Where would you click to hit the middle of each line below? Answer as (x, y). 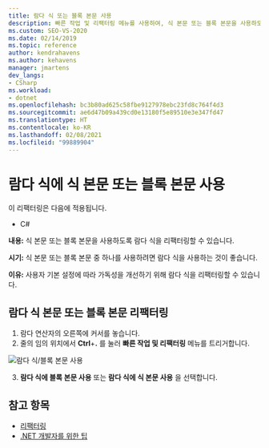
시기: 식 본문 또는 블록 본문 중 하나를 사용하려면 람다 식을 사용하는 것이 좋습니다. (133, 258)
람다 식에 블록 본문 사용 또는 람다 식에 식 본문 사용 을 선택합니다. (118, 377)
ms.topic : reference (43, 46)
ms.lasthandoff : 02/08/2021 (55, 135)
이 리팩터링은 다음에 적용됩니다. (58, 208)
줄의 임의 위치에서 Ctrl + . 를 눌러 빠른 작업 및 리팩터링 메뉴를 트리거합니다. (134, 343)
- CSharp (23, 83)
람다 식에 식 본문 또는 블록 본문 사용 (117, 184)
